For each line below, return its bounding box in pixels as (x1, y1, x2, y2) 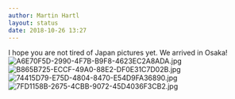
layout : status (8, 19, 59, 27)
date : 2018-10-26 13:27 (8, 26, 87, 34)
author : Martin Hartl (8, 11, 80, 20)
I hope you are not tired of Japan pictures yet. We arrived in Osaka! (8, 48, 228, 58)
